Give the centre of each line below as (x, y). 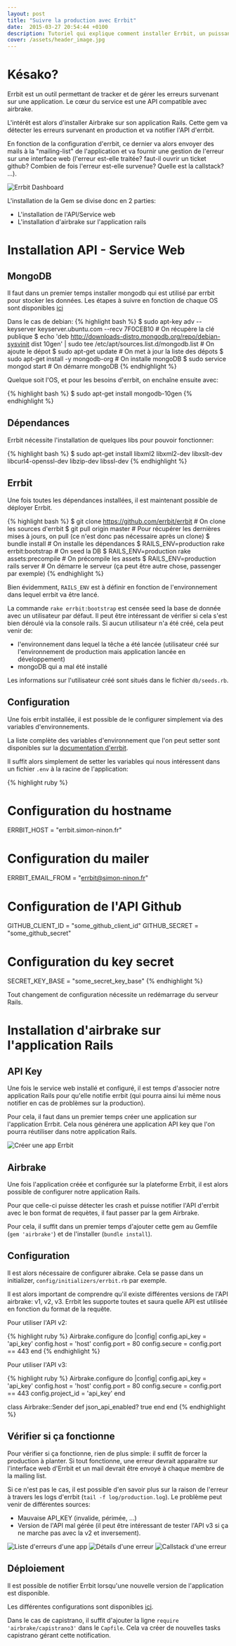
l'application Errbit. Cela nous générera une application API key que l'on (111, 1124)
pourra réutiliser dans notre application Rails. (72, 1132)
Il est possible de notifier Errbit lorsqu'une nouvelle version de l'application (116, 1586)
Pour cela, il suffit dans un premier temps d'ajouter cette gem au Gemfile (112, 1227)
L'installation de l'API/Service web (66, 214)
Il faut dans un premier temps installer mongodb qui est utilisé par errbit (111, 293)
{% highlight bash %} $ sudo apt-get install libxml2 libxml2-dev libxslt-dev (115, 453)
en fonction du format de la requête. (60, 1309)
